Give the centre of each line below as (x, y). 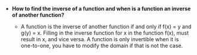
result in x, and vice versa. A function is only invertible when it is (100, 39)
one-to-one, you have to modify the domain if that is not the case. (102, 45)
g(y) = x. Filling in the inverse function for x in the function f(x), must (105, 33)
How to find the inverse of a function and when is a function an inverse (101, 9)
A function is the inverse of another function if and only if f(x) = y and (106, 27)
